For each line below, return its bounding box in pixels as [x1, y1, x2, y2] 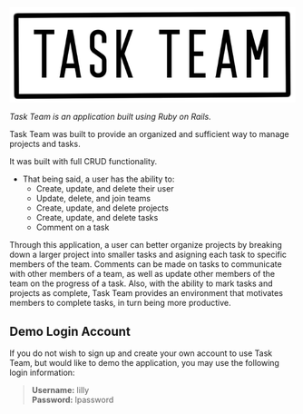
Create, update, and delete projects [35, 202, 170, 213]
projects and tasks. [9, 139, 81, 150]
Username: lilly [31, 385, 90, 396]
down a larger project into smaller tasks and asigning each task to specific [9, 249, 288, 261]
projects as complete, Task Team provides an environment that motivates [9, 288, 284, 299]
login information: [9, 367, 75, 379]
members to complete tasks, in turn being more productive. [9, 298, 231, 309]
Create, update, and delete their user [35, 183, 174, 194]
